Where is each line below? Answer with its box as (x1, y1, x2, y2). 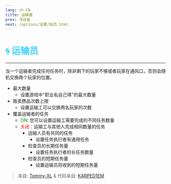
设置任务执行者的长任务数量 (35, 149, 94, 155)
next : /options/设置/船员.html (5, 21, 69, 27)
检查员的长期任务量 (27, 143, 69, 149)
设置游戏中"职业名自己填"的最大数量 (20, 91, 96, 98)
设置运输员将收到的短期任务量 (35, 162, 98, 168)
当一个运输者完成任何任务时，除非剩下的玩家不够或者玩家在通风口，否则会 (5, 68, 161, 74)
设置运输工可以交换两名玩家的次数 (20, 104, 92, 110)
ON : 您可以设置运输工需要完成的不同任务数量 (20, 117, 115, 123)
